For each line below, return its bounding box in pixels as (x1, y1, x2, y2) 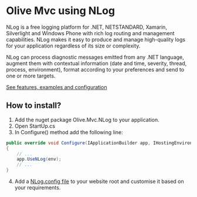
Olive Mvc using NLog (6, 4, 116, 18)
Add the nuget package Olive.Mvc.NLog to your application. (14, 116, 159, 123)
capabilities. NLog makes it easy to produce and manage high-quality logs (6, 36, 186, 43)
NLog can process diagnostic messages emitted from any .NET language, (6, 53, 185, 60)
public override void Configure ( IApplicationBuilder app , (6, 140, 151, 146)
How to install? (6, 101, 62, 111)
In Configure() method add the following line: (14, 128, 123, 135)
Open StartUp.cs (14, 122, 56, 130)
